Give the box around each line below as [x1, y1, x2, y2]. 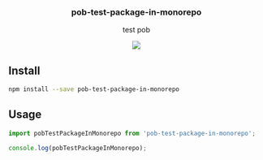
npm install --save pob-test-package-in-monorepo [8, 85, 180, 93]
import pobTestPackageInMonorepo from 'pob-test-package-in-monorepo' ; [8, 129, 256, 137]
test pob [122, 25, 151, 35]
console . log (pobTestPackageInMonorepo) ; [8, 144, 148, 152]
